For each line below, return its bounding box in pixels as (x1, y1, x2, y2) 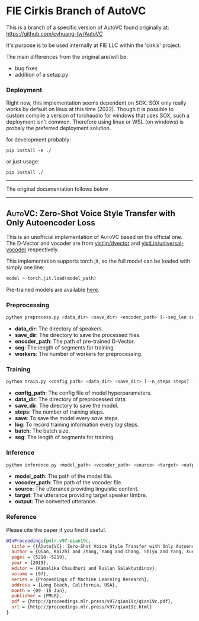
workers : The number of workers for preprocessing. (14, 351, 143, 358)
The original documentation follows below (6, 185, 108, 193)
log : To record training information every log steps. (14, 421, 139, 428)
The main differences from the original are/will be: (6, 53, 129, 60)
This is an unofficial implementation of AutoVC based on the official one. (6, 234, 183, 241)
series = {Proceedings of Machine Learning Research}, (11, 576, 150, 582)
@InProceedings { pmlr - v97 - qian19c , (6, 538, 92, 544)
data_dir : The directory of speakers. (14, 325, 104, 332)
